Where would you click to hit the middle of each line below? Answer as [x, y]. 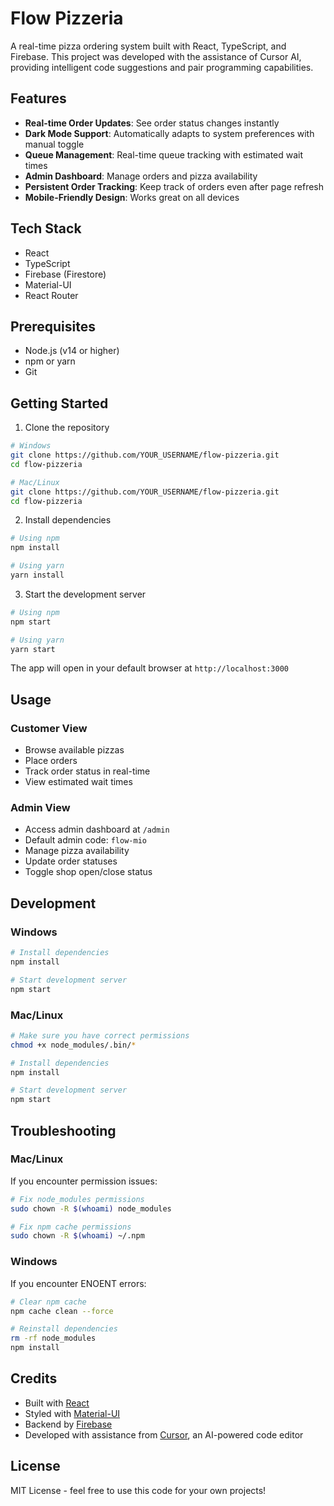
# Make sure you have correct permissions [100, 1035]
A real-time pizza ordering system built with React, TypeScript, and [148, 46]
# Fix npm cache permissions [71, 1227]
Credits [34, 1378]
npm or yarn [50, 361]
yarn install [37, 575]
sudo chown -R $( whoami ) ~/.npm [77, 1236]
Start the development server [85, 594]
